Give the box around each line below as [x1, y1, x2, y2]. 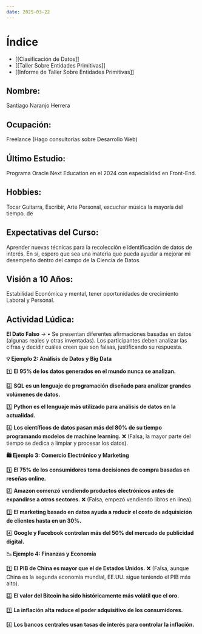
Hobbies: [6, 187, 42, 198]
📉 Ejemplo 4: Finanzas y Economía [6, 550, 96, 557]
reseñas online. [6, 475, 47, 482]
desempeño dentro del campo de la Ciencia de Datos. [6, 256, 141, 263]
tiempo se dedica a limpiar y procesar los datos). [6, 439, 129, 447]
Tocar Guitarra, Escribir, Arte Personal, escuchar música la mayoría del [6, 203, 183, 211]
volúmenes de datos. [6, 391, 61, 399]
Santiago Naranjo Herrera [6, 102, 70, 110]
